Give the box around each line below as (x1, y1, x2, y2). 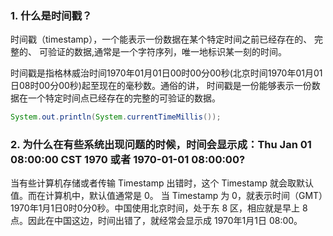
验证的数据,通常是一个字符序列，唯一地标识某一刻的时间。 (47, 46, 287, 58)
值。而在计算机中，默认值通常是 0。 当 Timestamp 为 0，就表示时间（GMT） (10, 190, 324, 202)
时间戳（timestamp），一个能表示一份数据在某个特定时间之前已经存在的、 (10, 33, 313, 46)
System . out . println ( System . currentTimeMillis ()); (10, 112, 222, 122)
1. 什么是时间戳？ (10, 8, 93, 22)
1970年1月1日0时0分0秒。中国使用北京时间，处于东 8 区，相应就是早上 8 (10, 202, 308, 214)
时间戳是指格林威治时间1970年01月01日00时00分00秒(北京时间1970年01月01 (10, 67, 323, 79)
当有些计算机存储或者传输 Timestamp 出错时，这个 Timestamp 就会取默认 (10, 177, 314, 189)
